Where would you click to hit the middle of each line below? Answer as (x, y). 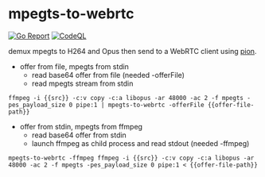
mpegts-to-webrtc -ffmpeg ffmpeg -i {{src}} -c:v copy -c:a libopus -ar (131, 158)
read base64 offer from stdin (79, 135)
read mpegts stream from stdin (82, 83)
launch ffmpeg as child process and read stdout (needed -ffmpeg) (140, 143)
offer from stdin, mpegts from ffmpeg (81, 126)
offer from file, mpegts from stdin (74, 66)
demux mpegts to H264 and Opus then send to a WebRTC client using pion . (132, 51)
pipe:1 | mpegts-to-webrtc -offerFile (140, 105)
